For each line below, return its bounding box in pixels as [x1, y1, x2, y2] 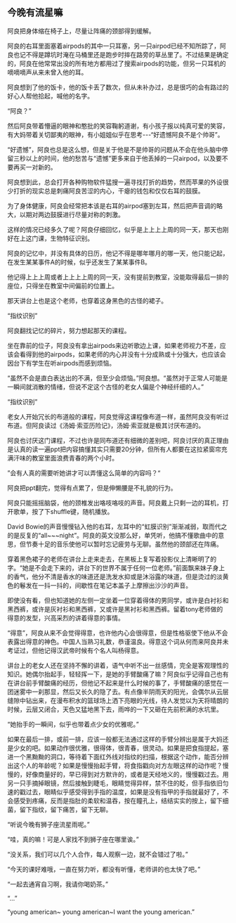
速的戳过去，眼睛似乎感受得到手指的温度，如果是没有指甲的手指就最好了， [7, 787, 223, 796]
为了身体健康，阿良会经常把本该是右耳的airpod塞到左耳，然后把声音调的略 [7, 201, 223, 209]
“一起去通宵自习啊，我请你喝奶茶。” [7, 879, 109, 888]
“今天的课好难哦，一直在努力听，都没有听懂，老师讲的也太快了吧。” [7, 865, 201, 873]
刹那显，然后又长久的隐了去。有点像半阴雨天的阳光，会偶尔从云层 [37, 688, 229, 696]
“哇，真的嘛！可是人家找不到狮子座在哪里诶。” [7, 835, 139, 844]
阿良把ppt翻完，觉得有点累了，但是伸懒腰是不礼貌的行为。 [7, 484, 177, 492]
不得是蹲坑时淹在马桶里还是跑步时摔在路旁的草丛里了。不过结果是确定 [25, 50, 229, 58]
